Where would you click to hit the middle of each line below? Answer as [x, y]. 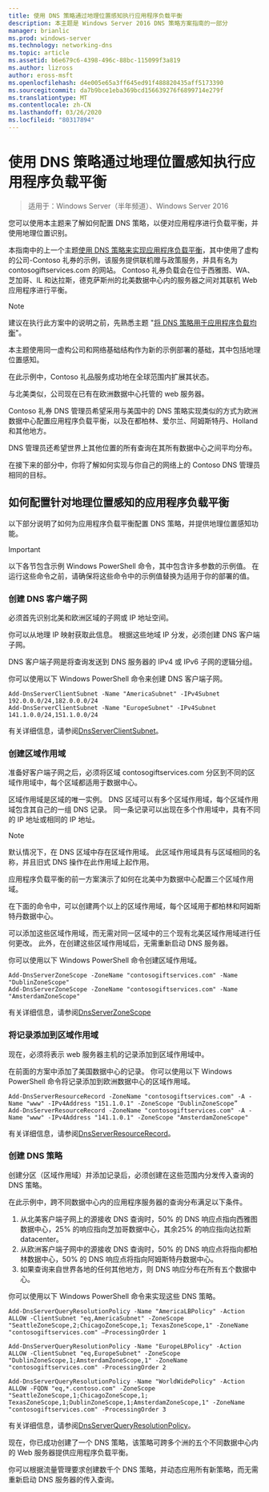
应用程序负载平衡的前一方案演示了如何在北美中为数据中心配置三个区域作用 [131, 879]
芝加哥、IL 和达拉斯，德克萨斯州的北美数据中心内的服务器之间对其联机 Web [133, 280]
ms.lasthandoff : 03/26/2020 [55, 113]
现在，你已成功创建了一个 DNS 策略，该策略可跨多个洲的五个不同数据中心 [130, 1442]
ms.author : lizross [41, 68]
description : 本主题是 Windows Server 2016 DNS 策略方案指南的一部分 [118, 23]
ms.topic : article [39, 53]
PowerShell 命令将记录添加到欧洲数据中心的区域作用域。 [101, 1081]
